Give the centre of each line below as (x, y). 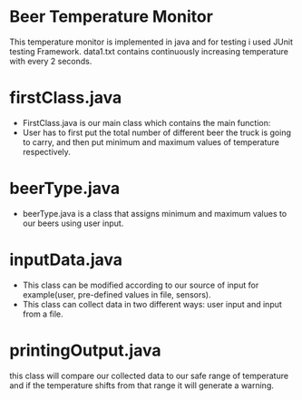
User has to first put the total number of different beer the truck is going (157, 132)
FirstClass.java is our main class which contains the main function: (146, 122)
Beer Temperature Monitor (111, 17)
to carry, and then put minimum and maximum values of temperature (151, 141)
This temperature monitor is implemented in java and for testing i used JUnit (151, 42)
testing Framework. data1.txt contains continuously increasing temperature (149, 51)
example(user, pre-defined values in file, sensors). (117, 294)
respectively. (46, 151)
